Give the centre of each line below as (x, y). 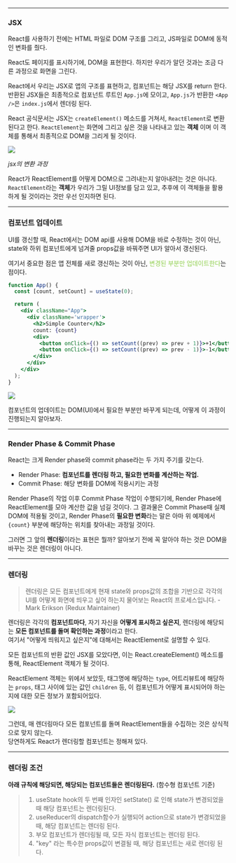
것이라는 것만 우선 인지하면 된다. (72, 196)
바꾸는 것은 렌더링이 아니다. (46, 548)
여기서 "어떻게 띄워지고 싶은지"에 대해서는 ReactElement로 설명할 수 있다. (109, 640)
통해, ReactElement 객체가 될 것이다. (58, 663)
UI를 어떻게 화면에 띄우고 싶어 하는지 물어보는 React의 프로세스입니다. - (123, 600)
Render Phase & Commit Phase (62, 443)
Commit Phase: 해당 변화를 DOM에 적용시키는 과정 (89, 483)
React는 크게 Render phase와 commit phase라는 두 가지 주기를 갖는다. (106, 460)
